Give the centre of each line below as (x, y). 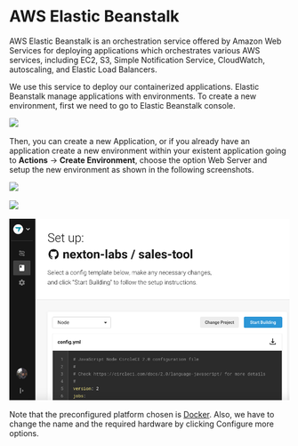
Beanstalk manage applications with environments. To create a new (133, 96)
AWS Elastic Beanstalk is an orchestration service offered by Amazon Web (145, 41)
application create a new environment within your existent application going (148, 150)
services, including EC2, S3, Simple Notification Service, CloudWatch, (137, 60)
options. (24, 434)
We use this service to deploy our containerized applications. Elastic (134, 86)
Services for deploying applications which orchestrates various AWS (135, 50)
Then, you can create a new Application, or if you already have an (130, 141)
